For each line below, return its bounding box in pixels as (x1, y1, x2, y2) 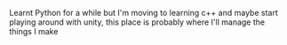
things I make (9, 26, 59, 36)
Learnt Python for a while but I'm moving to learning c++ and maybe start (9, 8, 278, 18)
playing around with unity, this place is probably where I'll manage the (9, 17, 265, 27)
